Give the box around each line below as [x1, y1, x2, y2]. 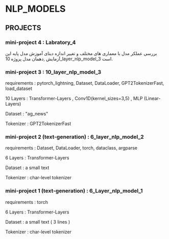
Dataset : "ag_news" [5, 111, 49, 117]
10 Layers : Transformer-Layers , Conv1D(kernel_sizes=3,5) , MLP [5, 95, 143, 102]
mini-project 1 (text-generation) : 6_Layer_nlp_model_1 [5, 187, 143, 195]
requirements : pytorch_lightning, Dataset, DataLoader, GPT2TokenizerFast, [5, 80, 164, 86]
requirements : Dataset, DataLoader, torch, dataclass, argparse [5, 145, 138, 151]
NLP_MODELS [5, 3, 66, 15]
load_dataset [5, 85, 32, 92]
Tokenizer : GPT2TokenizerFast [5, 121, 71, 127]
